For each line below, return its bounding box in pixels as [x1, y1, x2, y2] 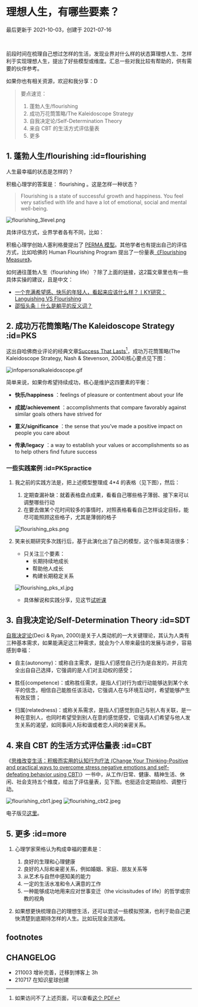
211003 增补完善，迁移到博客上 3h [14, 969, 98, 976]
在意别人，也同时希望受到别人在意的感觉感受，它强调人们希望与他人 [19, 714, 186, 721]
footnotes [6, 932, 43, 943]
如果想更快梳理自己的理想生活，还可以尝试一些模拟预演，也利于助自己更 [14, 907, 190, 914]
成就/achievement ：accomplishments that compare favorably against [14, 404, 187, 411]
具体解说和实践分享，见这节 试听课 [23, 596, 107, 603]
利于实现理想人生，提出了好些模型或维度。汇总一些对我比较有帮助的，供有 [6, 57, 187, 64]
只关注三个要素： [23, 550, 65, 557]
